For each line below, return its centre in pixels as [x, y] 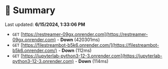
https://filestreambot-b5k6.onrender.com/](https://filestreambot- [91, 45]
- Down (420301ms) [78, 40]
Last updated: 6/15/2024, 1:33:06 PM [45, 24]
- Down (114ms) [92, 61]
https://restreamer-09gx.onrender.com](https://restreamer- [85, 34]
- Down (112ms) [75, 50]
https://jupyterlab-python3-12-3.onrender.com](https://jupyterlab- [92, 56]
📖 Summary [30, 10]
